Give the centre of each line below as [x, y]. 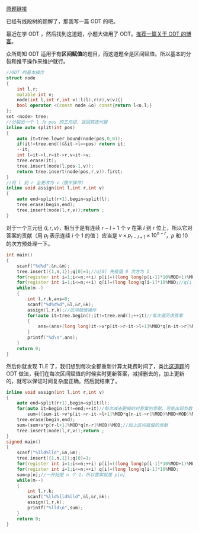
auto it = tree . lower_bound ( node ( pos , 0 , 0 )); [70, 139]
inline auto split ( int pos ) [41, 127]
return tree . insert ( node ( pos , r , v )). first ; [70, 171]
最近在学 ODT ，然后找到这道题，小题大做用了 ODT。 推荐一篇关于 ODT [93, 34]
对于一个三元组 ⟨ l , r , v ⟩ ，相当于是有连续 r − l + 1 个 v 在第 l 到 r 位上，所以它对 [99, 227]
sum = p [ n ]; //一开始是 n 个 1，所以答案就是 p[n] [71, 475]
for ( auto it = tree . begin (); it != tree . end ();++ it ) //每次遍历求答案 [105, 316]
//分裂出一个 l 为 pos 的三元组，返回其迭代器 [57, 122]
